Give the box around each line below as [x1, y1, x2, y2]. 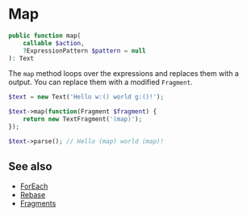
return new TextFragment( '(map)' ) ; [23, 115, 143, 124]
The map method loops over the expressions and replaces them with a [8, 69, 240, 78]
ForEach [19, 181, 48, 191]
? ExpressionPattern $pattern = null [23, 46, 147, 55]
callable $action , [23, 39, 85, 47]
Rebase [19, 189, 46, 199]
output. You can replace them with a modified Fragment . [8, 78, 193, 87]
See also [8, 159, 52, 174]
